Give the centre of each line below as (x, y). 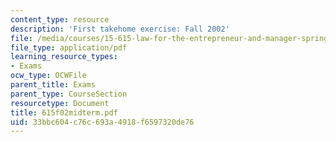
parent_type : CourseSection (69, 94)
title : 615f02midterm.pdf (64, 112)
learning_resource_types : (64, 57)
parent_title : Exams (53, 85)
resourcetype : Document (60, 103)
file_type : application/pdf (69, 47)
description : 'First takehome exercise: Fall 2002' (120, 29)
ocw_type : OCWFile (48, 76)
